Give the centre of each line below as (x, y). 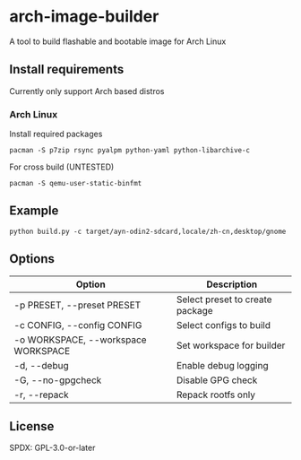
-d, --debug (41, 365)
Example (34, 211)
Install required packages (56, 134)
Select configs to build (224, 325)
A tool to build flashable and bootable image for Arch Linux (118, 41)
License (32, 426)
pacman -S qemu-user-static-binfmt (76, 184)
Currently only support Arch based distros (87, 91)
